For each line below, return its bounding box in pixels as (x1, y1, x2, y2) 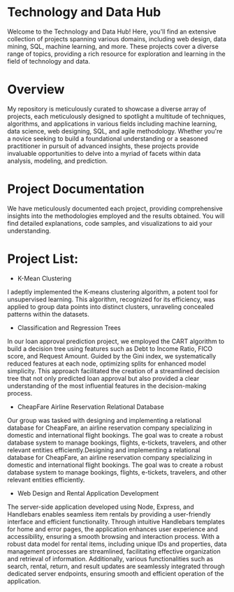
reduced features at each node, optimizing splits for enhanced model (7, 359, 206, 368)
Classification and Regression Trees (17, 323, 121, 332)
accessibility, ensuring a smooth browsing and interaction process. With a (7, 532, 220, 540)
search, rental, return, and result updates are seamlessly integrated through (7, 562, 225, 570)
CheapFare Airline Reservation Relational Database (17, 403, 164, 411)
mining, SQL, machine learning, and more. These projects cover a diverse (7, 42, 219, 50)
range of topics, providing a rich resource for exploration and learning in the (7, 50, 226, 58)
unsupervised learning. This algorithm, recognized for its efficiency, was (7, 295, 215, 303)
